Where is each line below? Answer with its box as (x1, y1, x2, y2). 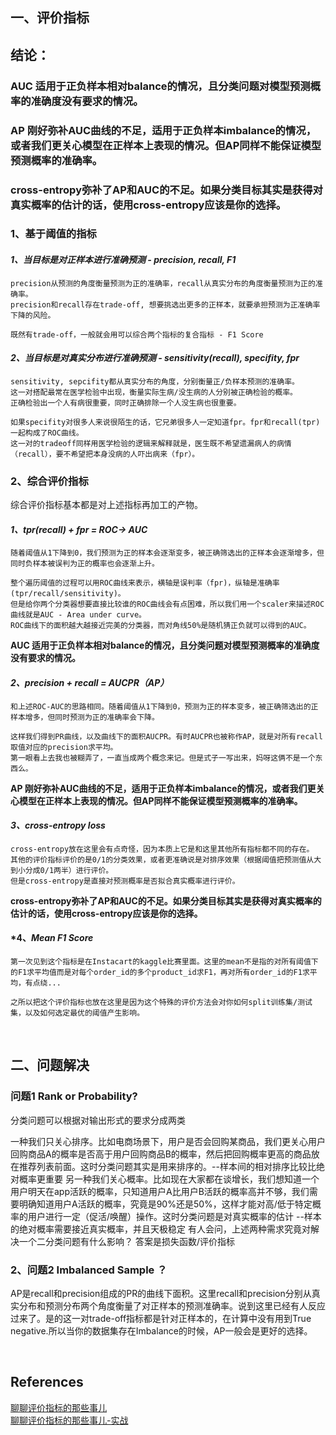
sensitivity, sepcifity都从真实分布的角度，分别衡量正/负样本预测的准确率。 (10, 376, 300, 387)
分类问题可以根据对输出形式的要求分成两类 (10, 1114, 186, 1126)
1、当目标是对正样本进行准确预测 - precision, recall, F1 (10, 254, 237, 266)
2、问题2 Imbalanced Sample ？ (10, 1263, 168, 1277)
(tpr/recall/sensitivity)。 (10, 589, 126, 599)
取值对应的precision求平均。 (10, 742, 118, 752)
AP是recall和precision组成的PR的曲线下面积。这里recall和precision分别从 (10, 1287, 312, 1299)
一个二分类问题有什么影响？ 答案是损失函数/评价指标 (18, 1235, 235, 1247)
